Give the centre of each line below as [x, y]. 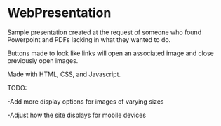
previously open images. [43, 60]
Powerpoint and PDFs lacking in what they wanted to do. [89, 39]
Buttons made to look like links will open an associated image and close [110, 53]
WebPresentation [59, 13]
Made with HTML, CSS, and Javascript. [64, 74]
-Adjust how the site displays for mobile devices [76, 115]
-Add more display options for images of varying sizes [86, 101]
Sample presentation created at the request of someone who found [105, 32]
